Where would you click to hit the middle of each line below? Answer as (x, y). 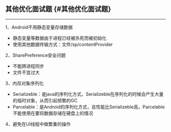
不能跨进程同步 (28, 66)
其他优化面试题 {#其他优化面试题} (58, 9)
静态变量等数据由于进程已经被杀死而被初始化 (60, 38)
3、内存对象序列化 (25, 83)
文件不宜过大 (26, 72)
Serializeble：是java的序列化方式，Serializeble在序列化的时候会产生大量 (88, 94)
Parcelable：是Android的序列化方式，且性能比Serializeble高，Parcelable (89, 107)
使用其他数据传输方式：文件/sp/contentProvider (63, 44)
